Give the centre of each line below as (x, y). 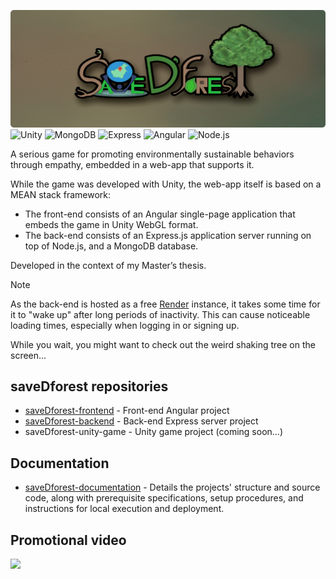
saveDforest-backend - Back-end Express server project (141, 421)
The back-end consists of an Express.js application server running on (168, 235)
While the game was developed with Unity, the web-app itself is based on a (166, 184)
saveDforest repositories (89, 386)
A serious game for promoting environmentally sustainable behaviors (152, 154)
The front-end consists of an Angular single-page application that (160, 214)
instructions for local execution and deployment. (124, 509)
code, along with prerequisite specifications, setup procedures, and (164, 498)
